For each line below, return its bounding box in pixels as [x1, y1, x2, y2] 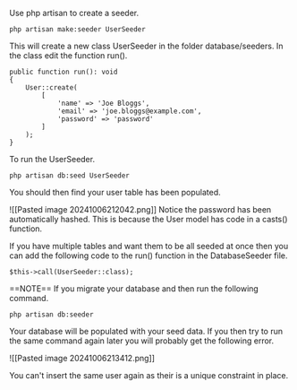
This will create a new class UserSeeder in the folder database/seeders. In [9, 40, 284, 51]
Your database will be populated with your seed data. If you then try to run [9, 326, 284, 336]
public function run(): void [9, 67, 118, 76]
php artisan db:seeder [9, 310, 94, 319]
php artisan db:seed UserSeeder [9, 171, 130, 180]
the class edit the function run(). [9, 50, 128, 61]
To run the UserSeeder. [9, 154, 96, 164]
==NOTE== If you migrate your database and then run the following [9, 283, 259, 294]
